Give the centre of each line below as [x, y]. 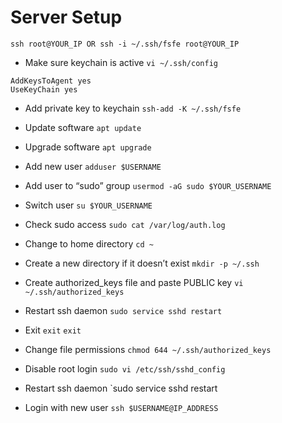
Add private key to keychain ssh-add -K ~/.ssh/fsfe [133, 108]
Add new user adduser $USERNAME [93, 166]
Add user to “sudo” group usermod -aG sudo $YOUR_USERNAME [148, 185]
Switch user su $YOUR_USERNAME [88, 205]
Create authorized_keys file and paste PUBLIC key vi [134, 282]
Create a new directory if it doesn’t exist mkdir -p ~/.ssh [142, 263]
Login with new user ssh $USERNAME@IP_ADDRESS [121, 407]
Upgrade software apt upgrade [88, 147]
